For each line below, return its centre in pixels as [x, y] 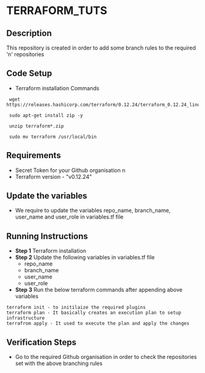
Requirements [34, 155]
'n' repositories [25, 54]
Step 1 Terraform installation [51, 251]
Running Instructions [47, 236]
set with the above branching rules [59, 363]
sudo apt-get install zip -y [46, 115]
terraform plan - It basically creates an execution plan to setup [94, 313]
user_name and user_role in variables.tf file [69, 217]
